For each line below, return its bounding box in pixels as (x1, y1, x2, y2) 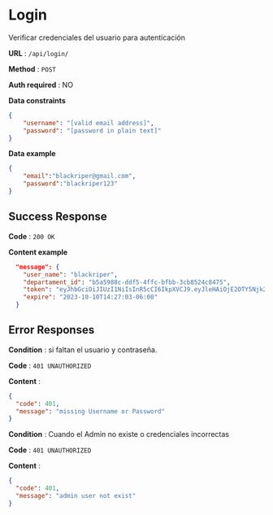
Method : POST (8, 63, 57, 74)
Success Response (8, 210, 107, 224)
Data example (8, 149, 56, 159)
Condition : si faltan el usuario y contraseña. (8, 344, 158, 355)
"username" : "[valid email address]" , (23, 119, 154, 127)
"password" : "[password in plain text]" (23, 126, 162, 135)
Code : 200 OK (8, 231, 55, 241)
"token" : (23, 286, 53, 294)
